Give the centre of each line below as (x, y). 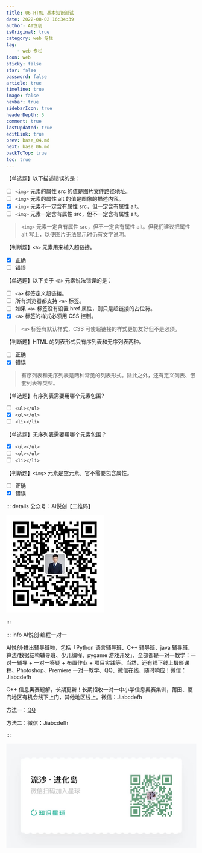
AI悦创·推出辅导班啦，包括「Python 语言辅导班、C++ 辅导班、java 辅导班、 (100, 648)
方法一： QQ (21, 710)
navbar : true (23, 102)
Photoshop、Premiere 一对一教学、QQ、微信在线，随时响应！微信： (102, 670)
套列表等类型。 (39, 383)
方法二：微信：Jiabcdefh (37, 723)
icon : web (19, 57)
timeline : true (25, 90)
